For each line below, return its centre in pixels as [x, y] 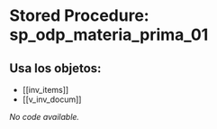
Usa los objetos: [55, 68]
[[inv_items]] [45, 90]
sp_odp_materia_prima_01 [109, 35]
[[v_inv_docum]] [52, 99]
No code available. [44, 117]
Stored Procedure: [80, 16]
